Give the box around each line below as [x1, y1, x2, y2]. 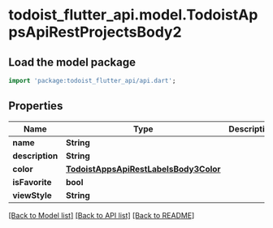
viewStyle [12, 189, 53, 200]
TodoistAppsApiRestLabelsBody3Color [65, 163, 221, 174]
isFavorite [12, 176, 52, 187]
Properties [8, 99, 63, 113]
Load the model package [8, 55, 136, 69]
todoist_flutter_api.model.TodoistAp [8, 6, 258, 24]
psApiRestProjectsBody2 [8, 23, 182, 41]
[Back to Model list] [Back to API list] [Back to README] [8, 210, 195, 220]
